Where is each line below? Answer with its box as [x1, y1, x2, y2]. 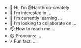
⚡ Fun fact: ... [9, 38, 37, 44]
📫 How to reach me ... [9, 26, 55, 31]
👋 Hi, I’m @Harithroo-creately [9, 5, 70, 10]
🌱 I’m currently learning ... [9, 15, 62, 21]
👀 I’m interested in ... [9, 10, 52, 16]
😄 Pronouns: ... [9, 33, 42, 39]
